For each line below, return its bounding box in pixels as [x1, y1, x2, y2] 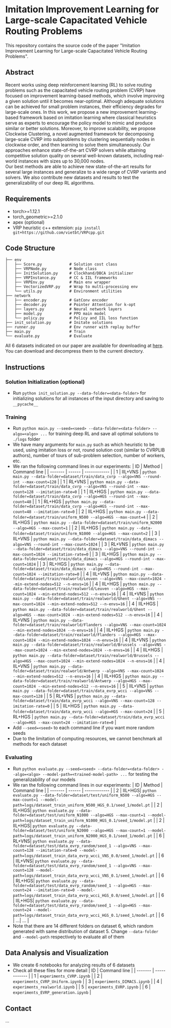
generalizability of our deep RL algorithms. [5, 179, 95, 186]
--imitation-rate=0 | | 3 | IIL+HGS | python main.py [47, 551, 155, 557]
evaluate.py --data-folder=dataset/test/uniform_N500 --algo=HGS [12, 793, 155, 798]
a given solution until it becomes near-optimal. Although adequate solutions [5, 98, 164, 104]
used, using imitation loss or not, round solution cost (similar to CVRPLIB [12, 447, 165, 453]
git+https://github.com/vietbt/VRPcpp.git [12, 230, 105, 235]
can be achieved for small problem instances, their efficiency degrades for [5, 104, 162, 110]
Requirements [5, 195, 51, 203]
